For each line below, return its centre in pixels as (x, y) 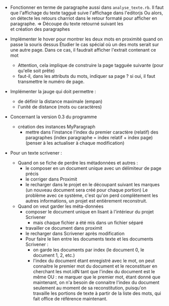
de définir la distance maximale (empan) (60, 101)
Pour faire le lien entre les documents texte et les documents (89, 239)
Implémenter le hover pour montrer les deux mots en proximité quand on (87, 39)
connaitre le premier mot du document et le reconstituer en (95, 266)
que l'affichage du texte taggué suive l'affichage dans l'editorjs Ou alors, (87, 13)
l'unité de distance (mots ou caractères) (60, 107)
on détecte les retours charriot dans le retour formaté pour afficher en (83, 18)
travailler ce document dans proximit (64, 228)
